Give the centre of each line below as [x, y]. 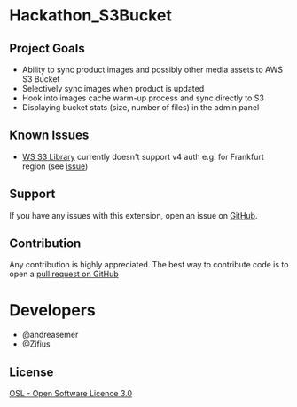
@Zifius [36, 344]
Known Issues [49, 136]
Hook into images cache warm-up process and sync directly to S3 [143, 98]
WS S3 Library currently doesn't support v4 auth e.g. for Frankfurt [143, 156]
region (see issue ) [55, 166]
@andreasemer [50, 335]
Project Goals [47, 48]
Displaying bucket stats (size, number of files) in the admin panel [141, 107]
